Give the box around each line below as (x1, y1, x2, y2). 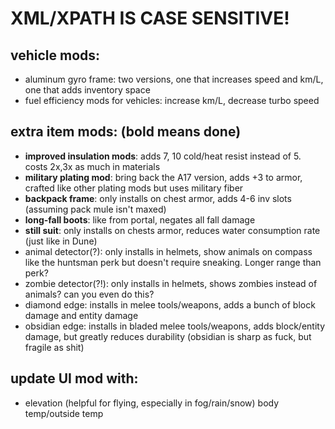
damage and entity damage (24, 309, 139, 321)
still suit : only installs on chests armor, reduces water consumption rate (24, 224, 321, 236)
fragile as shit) (24, 341, 85, 353)
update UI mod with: (10, 370, 139, 387)
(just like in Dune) (24, 235, 98, 247)
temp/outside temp (24, 407, 104, 419)
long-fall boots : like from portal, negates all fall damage (24, 213, 256, 226)
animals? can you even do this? (24, 288, 155, 300)
